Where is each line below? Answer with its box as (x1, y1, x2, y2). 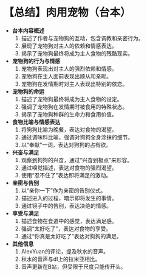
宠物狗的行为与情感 (12, 57, 61, 65)
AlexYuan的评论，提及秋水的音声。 (21, 247, 109, 255)
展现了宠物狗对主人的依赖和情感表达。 (21, 42, 117, 49)
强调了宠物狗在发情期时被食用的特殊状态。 (21, 103, 128, 110)
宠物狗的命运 (12, 88, 44, 95)
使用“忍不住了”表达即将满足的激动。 (21, 171, 111, 179)
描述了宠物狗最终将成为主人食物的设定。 (21, 95, 123, 102)
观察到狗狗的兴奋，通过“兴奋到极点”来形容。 (21, 156, 132, 163)
